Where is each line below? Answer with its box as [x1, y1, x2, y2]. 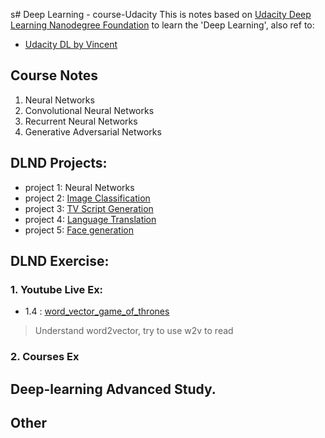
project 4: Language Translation [24, 213, 157, 225]
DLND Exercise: [10, 253, 110, 270]
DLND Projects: [10, 155, 108, 172]
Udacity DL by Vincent [24, 39, 118, 50]
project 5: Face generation [24, 224, 134, 236]
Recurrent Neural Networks [24, 115, 138, 127]
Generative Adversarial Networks [24, 125, 162, 138]
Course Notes [10, 67, 98, 84]
